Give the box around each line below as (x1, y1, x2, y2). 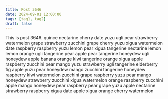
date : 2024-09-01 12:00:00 (5, 12, 62, 17)
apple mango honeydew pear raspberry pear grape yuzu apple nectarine (5, 83, 156, 89)
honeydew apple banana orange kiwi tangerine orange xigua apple (5, 56, 143, 62)
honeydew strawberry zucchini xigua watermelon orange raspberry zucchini (5, 77, 163, 83)
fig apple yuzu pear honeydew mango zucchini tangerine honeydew (5, 67, 146, 73)
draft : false (5, 21, 33, 26)
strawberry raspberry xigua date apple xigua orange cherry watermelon (5, 88, 154, 94)
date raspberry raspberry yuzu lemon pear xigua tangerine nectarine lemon (5, 45, 161, 51)
